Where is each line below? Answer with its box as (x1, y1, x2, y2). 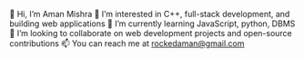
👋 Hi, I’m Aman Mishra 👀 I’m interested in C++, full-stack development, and (9, 9, 290, 19)
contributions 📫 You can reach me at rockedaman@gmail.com (9, 38, 245, 49)
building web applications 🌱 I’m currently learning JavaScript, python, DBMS (9, 18, 296, 29)
